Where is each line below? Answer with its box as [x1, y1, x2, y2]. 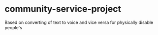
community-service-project [4, 3, 122, 15]
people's [4, 24, 23, 30]
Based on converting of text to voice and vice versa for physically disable [4, 19, 154, 25]
